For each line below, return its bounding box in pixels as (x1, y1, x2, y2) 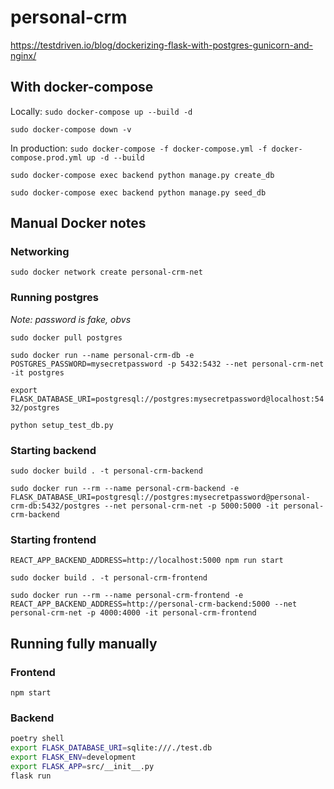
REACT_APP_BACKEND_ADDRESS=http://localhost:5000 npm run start (10, 556, 284, 566)
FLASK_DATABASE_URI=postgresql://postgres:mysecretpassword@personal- (10, 492, 311, 503)
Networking (10, 245, 70, 259)
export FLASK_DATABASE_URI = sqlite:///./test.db (10, 743, 213, 753)
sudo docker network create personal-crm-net (10, 267, 203, 278)
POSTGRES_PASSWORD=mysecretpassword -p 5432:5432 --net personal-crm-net (10, 359, 325, 369)
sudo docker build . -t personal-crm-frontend (10, 573, 208, 583)
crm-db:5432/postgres (10, 501, 101, 511)
